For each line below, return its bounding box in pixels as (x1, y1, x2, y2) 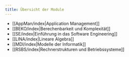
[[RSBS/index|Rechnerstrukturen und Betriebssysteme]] (12, 46, 125, 52)
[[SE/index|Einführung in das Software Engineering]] (12, 31, 118, 37)
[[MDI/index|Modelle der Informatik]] (12, 41, 86, 47)
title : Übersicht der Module (5, 7, 64, 12)
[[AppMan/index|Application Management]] (12, 20, 100, 26)
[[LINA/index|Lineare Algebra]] (12, 36, 74, 42)
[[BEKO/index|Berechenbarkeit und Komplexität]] (12, 25, 111, 32)
